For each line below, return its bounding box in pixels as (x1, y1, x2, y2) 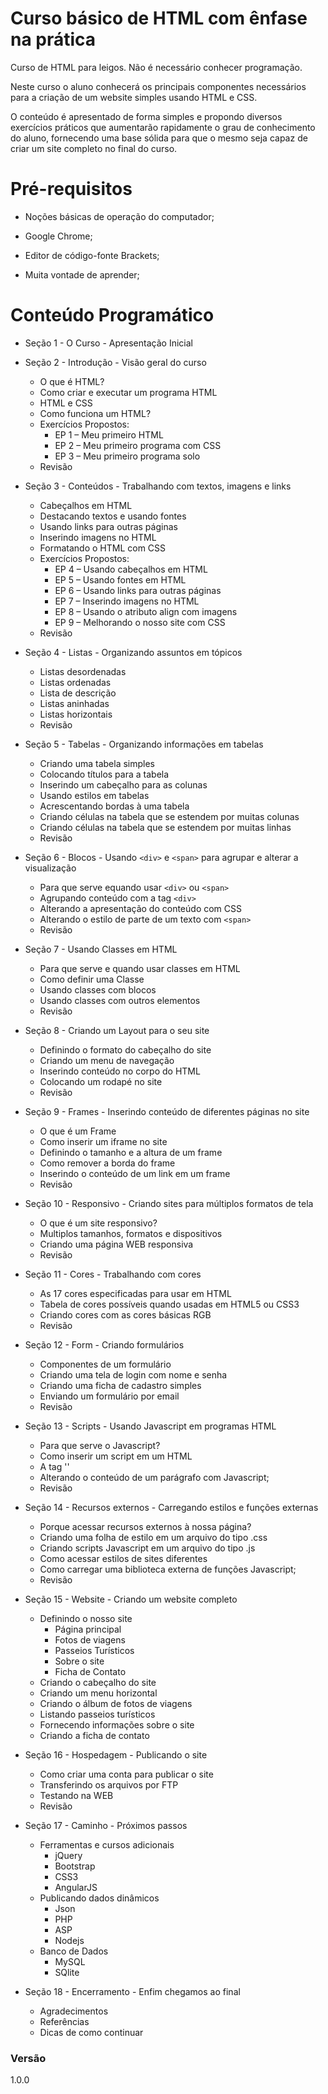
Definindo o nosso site (39, 1612, 133, 1624)
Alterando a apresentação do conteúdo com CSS (39, 902, 242, 914)
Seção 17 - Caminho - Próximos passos (24, 1819, 188, 1831)
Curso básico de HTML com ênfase (10, 7, 308, 30)
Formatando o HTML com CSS (39, 542, 167, 554)
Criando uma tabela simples (39, 757, 155, 769)
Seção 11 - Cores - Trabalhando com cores (24, 1268, 202, 1280)
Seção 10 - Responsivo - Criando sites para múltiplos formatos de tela (24, 1197, 314, 1209)
